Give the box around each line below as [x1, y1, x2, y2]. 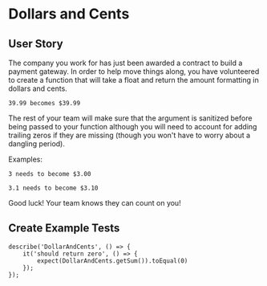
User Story [8, 37, 63, 51]
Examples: [8, 154, 42, 164]
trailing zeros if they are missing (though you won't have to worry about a [8, 130, 251, 140]
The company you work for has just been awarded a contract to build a [8, 58, 243, 67]
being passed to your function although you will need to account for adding [8, 122, 257, 131]
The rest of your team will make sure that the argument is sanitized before [8, 113, 253, 123]
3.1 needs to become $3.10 [8, 184, 99, 192]
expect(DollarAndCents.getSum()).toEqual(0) [37, 256, 188, 265]
